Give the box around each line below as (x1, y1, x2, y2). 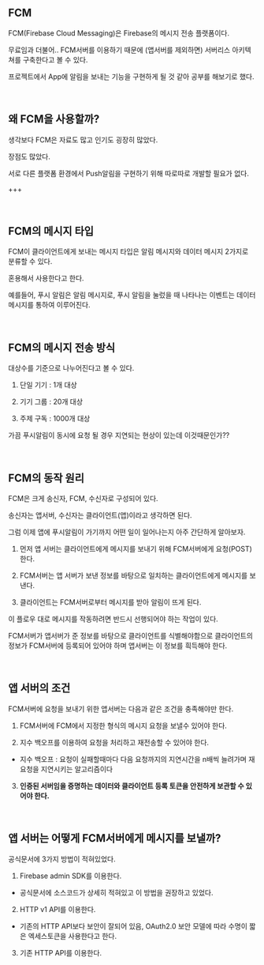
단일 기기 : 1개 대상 (19, 380, 77, 390)
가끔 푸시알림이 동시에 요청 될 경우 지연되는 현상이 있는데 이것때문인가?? (8, 431, 230, 440)
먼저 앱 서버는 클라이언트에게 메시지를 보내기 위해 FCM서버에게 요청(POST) (19, 545, 252, 554)
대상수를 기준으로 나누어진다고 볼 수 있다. (8, 364, 135, 373)
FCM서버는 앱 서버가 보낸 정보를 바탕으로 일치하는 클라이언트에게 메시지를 (19, 571, 248, 580)
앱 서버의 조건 (8, 681, 71, 695)
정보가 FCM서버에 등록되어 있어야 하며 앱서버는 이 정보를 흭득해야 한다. (8, 641, 228, 650)
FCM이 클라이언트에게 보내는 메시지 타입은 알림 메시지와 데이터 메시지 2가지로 (8, 247, 249, 256)
